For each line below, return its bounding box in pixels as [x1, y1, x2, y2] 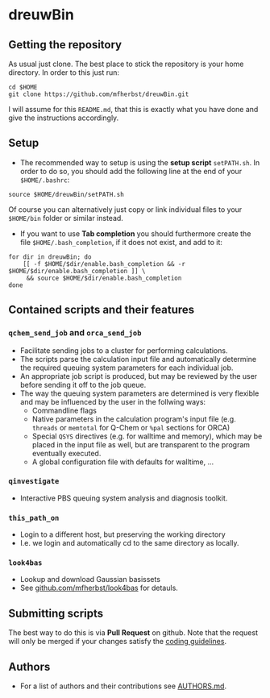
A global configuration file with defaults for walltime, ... [31, 457, 214, 467]
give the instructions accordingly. [8, 113, 119, 123]
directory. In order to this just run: [8, 68, 119, 77]
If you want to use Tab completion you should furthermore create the [19, 228, 251, 239]
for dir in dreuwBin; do [8, 252, 92, 261]
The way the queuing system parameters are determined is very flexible [19, 388, 260, 398]
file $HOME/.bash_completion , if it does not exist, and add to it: [19, 237, 223, 247]
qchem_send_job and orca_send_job [8, 327, 142, 339]
